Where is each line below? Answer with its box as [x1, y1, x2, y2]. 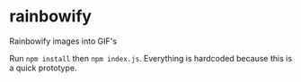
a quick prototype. [9, 62, 77, 73]
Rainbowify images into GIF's [9, 36, 118, 46]
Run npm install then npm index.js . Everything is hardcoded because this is [9, 53, 293, 63]
